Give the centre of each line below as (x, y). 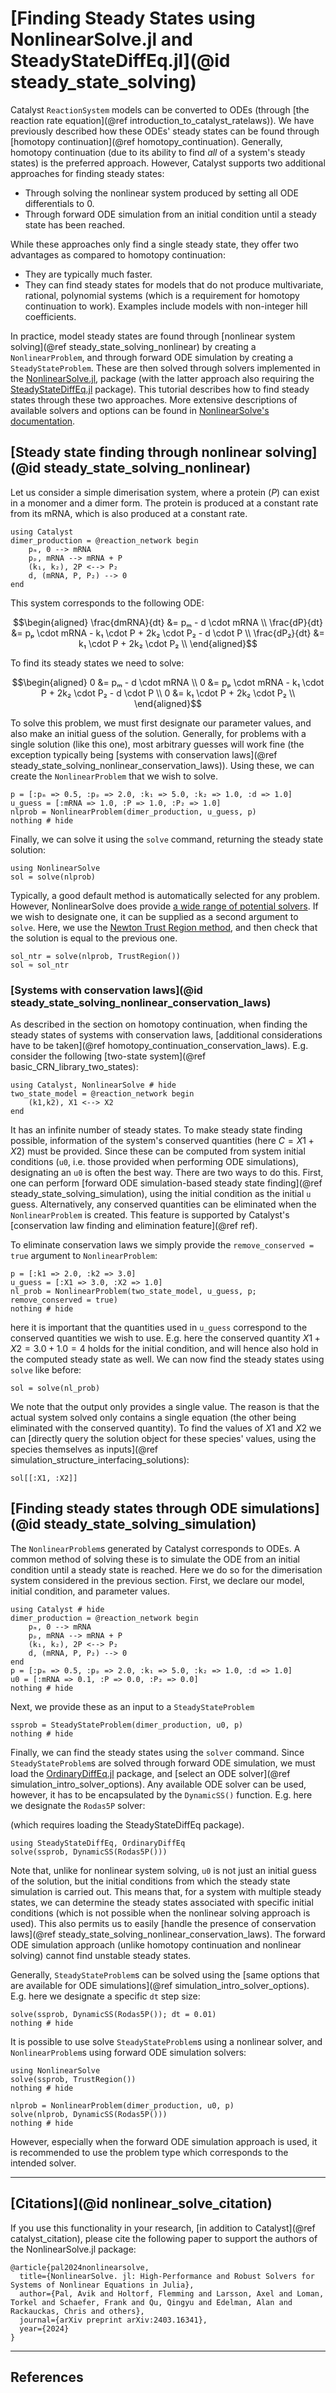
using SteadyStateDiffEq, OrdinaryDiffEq (98, 1843)
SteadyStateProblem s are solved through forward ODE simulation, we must (163, 1763)
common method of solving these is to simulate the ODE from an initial (155, 1559)
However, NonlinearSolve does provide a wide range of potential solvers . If (164, 906)
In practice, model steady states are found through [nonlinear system (153, 336)
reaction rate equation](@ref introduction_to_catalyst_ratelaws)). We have (162, 120)
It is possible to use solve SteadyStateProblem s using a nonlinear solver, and (166, 2041)
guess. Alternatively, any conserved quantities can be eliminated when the (163, 1204)
